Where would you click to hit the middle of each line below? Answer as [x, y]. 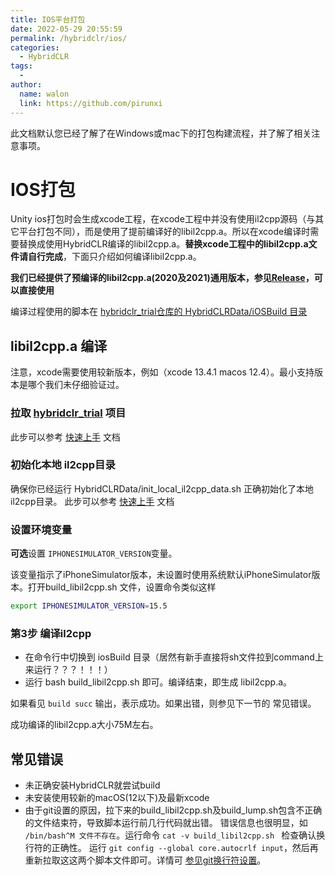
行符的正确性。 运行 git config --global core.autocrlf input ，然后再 [171, 848]
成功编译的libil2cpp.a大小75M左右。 [84, 725]
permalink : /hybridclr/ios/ [69, 38]
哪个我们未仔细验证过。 [76, 385]
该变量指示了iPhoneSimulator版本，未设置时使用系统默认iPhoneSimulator [161, 575]
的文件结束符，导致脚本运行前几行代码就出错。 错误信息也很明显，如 [166, 823]
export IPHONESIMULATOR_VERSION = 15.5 [89, 606]
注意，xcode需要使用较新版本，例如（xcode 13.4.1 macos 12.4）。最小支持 [162, 372]
